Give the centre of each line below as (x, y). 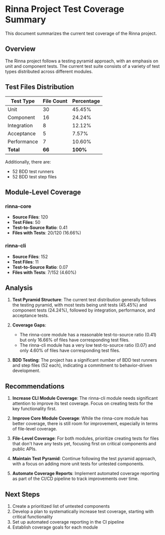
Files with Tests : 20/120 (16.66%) (47, 233)
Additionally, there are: (28, 161)
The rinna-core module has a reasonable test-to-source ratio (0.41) (88, 335)
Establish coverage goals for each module (55, 527)
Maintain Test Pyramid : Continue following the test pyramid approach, (84, 459)
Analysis (19, 288)
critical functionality (32, 517)
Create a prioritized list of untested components (61, 506)
